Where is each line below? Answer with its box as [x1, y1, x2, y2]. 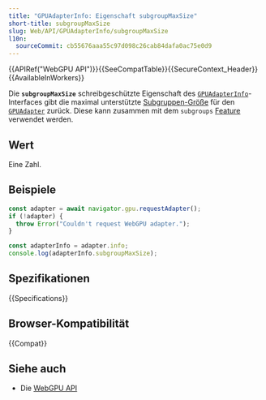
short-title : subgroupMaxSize [8, 19, 111, 28]
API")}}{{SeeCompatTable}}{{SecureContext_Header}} [75, 64, 258, 74]
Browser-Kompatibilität [8, 317, 130, 331]
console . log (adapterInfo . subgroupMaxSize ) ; [8, 249, 158, 258]
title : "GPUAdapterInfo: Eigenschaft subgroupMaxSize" [8, 11, 198, 20]
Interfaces [8, 97, 43, 107]
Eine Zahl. [8, 159, 42, 169]
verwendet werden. [8, 114, 74, 124]
